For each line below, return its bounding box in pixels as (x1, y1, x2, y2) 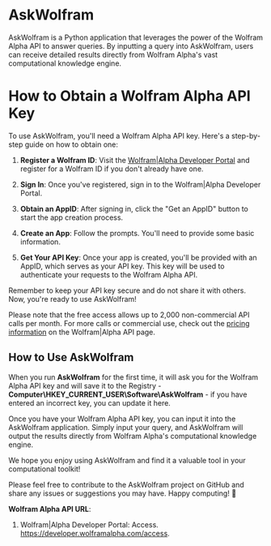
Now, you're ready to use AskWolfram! (8, 294, 138, 303)
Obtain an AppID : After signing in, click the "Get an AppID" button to (19, 204, 248, 213)
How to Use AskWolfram (8, 350, 134, 364)
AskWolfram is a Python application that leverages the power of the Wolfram (8, 32, 264, 42)
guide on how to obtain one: (24, 140, 119, 149)
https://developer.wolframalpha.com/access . (19, 528, 170, 538)
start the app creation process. (19, 213, 124, 222)
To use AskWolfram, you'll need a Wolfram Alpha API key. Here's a (8, 131, 231, 140)
